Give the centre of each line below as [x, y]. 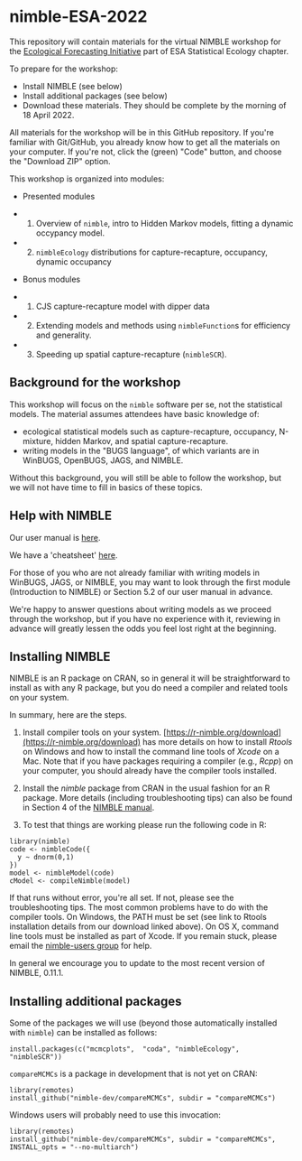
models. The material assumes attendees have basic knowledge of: [134, 413]
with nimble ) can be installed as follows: [83, 1033]
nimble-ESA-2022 [78, 17]
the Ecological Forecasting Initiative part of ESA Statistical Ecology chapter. [149, 51]
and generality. [64, 335]
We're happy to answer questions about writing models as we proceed [141, 609]
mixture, [38, 441]
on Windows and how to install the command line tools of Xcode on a [151, 752]
